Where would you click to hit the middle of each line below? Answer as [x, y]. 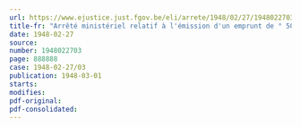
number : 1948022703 [46, 51]
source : [24, 42]
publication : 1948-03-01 [56, 76]
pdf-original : [36, 101]
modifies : [28, 92]
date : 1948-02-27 [42, 34]
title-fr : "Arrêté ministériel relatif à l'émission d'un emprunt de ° [146, 26]
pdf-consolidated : [43, 109]
